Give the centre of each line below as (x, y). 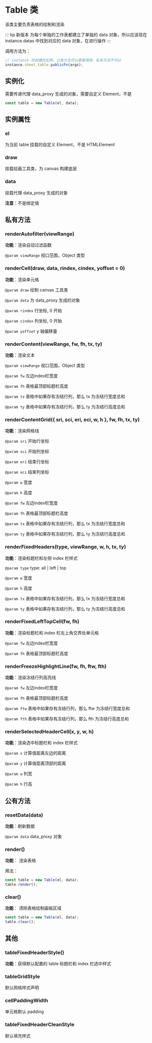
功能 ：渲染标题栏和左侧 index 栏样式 (41, 558)
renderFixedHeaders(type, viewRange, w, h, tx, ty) (66, 547)
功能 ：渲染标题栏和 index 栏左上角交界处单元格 (52, 633)
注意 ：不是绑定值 (22, 203)
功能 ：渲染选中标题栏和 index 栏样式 (41, 743)
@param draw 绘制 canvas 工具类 (37, 290)
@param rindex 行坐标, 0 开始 (33, 310)
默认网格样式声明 (22, 988)
